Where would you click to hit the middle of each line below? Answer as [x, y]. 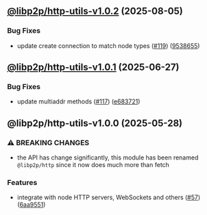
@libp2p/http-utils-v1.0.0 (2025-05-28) [95, 123]
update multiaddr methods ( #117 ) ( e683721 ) [78, 101]
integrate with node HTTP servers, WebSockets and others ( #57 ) [109, 197]
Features [22, 182]
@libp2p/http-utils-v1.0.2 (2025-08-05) [95, 11]
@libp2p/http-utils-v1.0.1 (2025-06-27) [93, 67]
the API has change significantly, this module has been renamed [108, 157]
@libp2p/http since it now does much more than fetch [93, 165]
